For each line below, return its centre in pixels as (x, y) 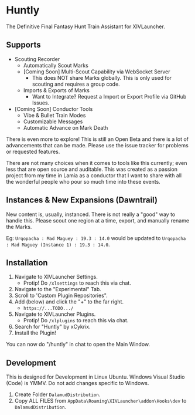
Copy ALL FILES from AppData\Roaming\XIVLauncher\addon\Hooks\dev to (100, 401)
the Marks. (19, 227)
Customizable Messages (53, 122)
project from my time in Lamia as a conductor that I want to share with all (94, 175)
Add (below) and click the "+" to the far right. (69, 302)
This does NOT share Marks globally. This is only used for (102, 77)
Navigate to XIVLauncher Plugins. (55, 314)
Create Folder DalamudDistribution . (57, 394)
